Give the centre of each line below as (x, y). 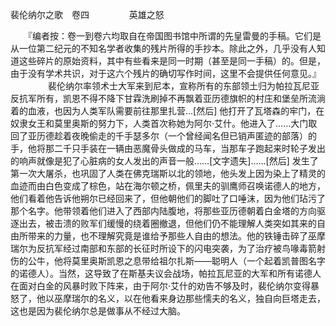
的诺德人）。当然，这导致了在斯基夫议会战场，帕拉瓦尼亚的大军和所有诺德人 (166, 273)
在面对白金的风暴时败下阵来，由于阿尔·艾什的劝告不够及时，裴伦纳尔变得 (161, 286)
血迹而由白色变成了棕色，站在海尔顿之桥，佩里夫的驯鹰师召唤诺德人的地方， (168, 186)
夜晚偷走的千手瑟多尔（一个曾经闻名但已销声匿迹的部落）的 (194, 136)
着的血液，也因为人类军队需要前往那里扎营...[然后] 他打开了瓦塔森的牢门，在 (167, 111)
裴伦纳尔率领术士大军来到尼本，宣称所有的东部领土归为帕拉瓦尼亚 (183, 86)
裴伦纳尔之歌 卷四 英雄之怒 (87, 14)
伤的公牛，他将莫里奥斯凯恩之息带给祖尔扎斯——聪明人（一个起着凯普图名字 (168, 261)
